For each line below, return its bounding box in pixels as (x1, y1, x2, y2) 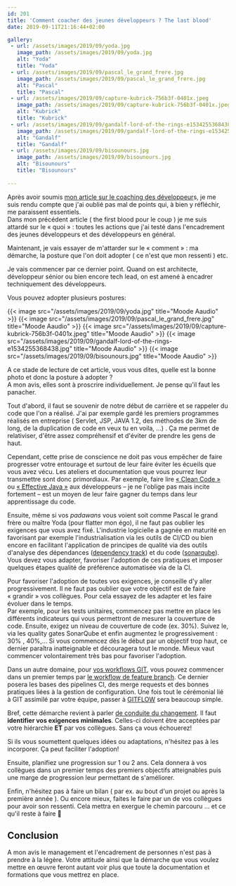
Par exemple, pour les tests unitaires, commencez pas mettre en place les (7, 606, 221, 615)
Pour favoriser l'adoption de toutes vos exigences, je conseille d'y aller (7, 577, 212, 585)
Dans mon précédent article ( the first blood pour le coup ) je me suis (7, 215, 207, 224)
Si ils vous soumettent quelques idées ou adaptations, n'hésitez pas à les (7, 737, 219, 745)
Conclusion (7, 830, 59, 842)
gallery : (7, 36, 33, 43)
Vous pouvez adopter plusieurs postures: (7, 293, 126, 302)
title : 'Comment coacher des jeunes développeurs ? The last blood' (7, 17, 212, 24)
